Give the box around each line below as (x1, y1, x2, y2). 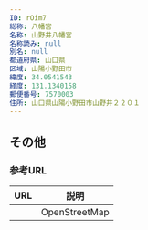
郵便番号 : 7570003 (9, 89, 75, 99)
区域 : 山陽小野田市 (9, 65, 73, 74)
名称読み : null (9, 38, 62, 48)
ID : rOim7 (9, 13, 48, 23)
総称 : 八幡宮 (9, 22, 52, 31)
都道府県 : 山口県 (9, 56, 66, 65)
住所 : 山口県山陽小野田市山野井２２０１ (9, 98, 141, 108)
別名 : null (9, 47, 48, 57)
